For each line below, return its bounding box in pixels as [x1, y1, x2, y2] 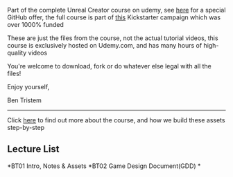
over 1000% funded [7, 21, 64, 28]
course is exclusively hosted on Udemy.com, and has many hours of [7, 41, 202, 49]
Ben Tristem [7, 96, 42, 104]
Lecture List [7, 143, 60, 155]
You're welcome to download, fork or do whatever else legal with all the [7, 62, 212, 70]
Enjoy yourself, [7, 83, 50, 91]
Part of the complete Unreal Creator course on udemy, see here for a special [7, 6, 226, 14]
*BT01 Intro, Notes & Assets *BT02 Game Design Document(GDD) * [7, 162, 201, 170]
